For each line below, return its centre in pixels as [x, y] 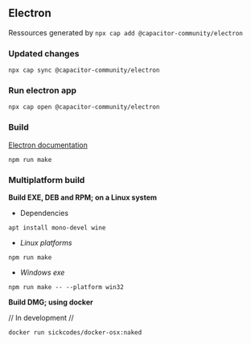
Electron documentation [48, 145]
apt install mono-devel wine [57, 228]
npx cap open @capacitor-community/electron [84, 107]
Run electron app [43, 90]
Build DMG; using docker [51, 302]
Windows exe [42, 272]
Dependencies [44, 213]
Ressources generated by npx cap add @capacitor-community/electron [125, 32]
